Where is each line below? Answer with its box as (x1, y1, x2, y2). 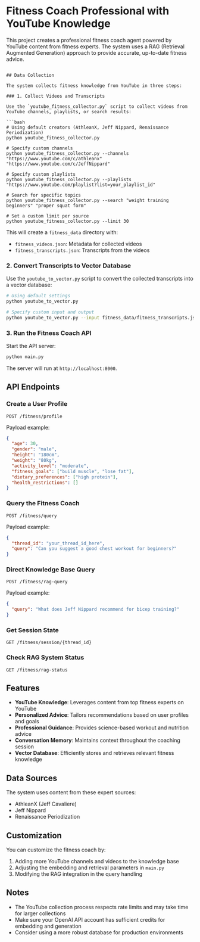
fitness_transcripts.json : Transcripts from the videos (14, 246, 150, 254)
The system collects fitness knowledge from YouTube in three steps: (6, 82, 183, 89)
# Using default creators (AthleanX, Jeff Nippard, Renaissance (6, 124, 169, 130)
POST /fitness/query (6, 512, 58, 519)
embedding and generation (14, 922, 82, 929)
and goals (14, 718, 40, 725)
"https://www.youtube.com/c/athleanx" (6, 156, 102, 161)
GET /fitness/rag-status (6, 667, 68, 673)
